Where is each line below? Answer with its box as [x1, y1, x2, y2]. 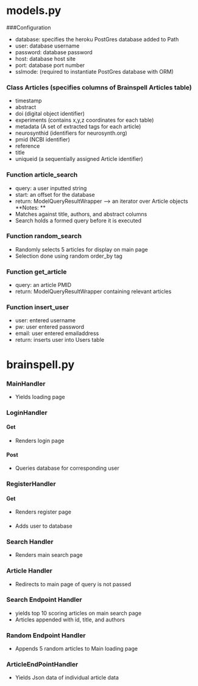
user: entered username [15, 317, 76, 324]
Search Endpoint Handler [6, 595, 82, 604]
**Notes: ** [15, 203, 46, 211]
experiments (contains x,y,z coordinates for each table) [15, 116, 154, 124]
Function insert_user [6, 303, 69, 311]
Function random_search [6, 232, 82, 241]
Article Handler [6, 567, 53, 575]
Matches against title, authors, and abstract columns [15, 210, 147, 217]
